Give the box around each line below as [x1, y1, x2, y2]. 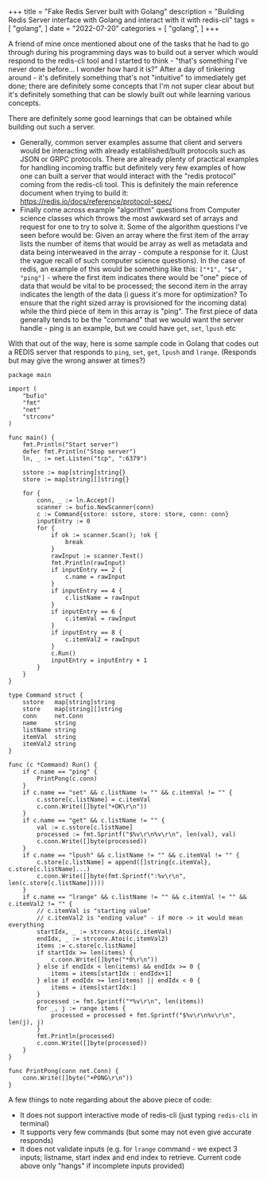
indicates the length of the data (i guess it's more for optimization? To [19, 290, 248, 299]
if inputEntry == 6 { [50, 608, 123, 616]
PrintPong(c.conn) [37, 775, 98, 783]
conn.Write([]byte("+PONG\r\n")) [22, 1074, 133, 1082]
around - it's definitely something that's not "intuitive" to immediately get [8, 73, 246, 82]
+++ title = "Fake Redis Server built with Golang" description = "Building [8, 7, 245, 16]
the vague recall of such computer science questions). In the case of [19, 256, 246, 265]
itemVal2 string [22, 740, 77, 748]
